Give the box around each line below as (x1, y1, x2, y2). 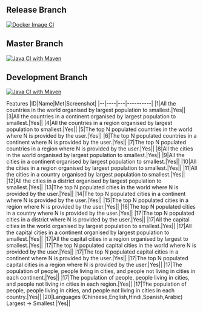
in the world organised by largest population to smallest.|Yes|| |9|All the (6, 152, 185, 159)
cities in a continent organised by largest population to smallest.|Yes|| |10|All (6, 158, 197, 166)
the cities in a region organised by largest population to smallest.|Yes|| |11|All (6, 164, 198, 172)
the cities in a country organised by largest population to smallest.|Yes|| (6, 171, 185, 178)
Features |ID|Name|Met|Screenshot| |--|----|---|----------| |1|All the (6, 100, 176, 107)
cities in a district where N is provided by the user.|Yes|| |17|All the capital (6, 216, 190, 223)
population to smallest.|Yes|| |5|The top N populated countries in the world (6, 126, 193, 133)
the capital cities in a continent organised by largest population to (6, 229, 170, 236)
